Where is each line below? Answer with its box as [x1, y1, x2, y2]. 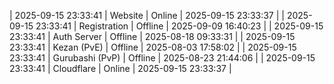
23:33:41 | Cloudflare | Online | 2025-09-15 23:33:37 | [9, 63, 232, 74]
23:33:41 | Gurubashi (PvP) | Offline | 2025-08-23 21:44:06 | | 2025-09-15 [9, 52, 316, 64]
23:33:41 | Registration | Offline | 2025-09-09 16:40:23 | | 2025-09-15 [35, 20, 324, 32]
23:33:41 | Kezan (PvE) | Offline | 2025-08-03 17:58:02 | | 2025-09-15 [9, 41, 297, 53]
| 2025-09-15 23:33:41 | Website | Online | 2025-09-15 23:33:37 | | [9, 10, 285, 21]
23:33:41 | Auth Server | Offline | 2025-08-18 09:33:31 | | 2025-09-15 [9, 31, 296, 42]
